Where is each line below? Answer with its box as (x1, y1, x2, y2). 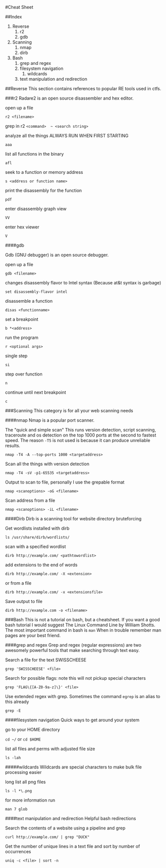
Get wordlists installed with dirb (5, 525, 69, 531)
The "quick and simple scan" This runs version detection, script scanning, (5, 427, 156, 433)
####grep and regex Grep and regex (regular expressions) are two (5, 642, 142, 648)
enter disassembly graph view (5, 206, 67, 212)
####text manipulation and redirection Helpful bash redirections (5, 815, 136, 821)
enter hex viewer (5, 224, 40, 230)
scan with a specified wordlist (5, 543, 66, 549)
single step (5, 353, 28, 359)
